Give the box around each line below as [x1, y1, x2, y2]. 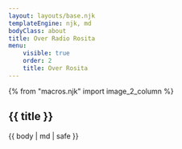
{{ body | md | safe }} [8, 130, 79, 141]
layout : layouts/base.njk [8, 11, 95, 20]
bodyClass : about [8, 27, 67, 35]
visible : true [23, 49, 70, 57]
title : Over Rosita [23, 64, 89, 72]
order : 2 [23, 57, 52, 65]
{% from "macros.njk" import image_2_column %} [8, 86, 175, 96]
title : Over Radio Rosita [8, 34, 95, 43]
